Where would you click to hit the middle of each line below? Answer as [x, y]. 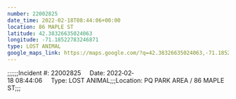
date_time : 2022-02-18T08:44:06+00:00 [64, 20]
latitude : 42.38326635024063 [50, 33]
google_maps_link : [34, 53]
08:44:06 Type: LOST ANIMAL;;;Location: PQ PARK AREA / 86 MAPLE [120, 80]
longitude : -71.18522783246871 [53, 40]
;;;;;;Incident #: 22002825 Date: [56, 73]
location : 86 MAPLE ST [40, 27]
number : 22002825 [33, 14]
